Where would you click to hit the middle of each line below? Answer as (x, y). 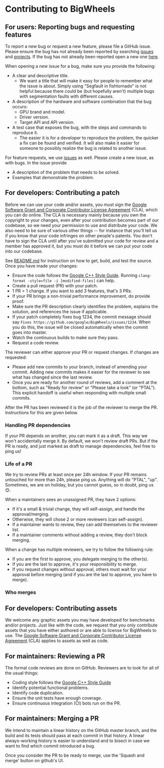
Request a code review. (36, 343)
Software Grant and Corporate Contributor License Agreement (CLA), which (81, 210)
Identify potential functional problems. (50, 687)
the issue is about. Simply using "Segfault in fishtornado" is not (83, 86)
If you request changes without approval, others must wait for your (79, 569)
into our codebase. (24, 251)
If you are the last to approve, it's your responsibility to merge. (75, 564)
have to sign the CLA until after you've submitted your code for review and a (82, 241)
